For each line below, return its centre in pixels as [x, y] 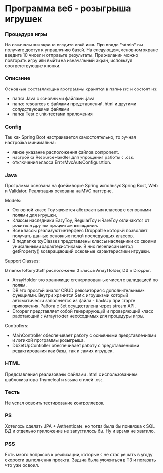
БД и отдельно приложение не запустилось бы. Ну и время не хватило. [80, 431]
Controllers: [17, 326]
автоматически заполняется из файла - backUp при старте [74, 301]
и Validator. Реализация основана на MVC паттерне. [59, 191]
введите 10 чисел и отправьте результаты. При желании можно [71, 55]
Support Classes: [22, 261]
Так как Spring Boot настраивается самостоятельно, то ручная [71, 137]
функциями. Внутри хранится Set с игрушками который [70, 295]
